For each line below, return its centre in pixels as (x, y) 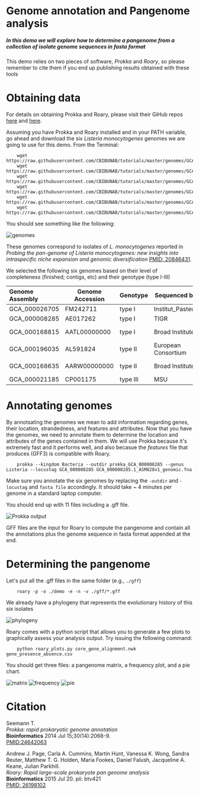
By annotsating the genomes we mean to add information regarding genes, (98, 422)
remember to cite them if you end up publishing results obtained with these (98, 68)
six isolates (20, 609)
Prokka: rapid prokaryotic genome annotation (62, 729)
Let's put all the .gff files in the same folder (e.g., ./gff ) (74, 580)
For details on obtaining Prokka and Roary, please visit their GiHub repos (95, 114)
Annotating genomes (59, 406)
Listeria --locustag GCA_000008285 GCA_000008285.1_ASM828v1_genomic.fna (99, 470)
